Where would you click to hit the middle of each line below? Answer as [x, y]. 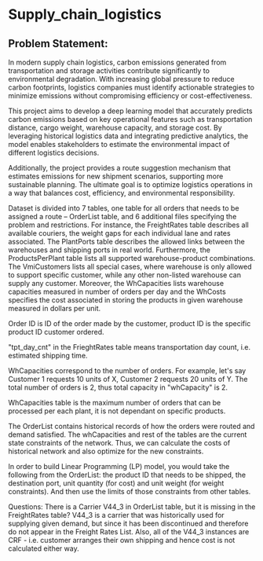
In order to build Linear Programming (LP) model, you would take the [119, 466]
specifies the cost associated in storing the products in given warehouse [126, 300]
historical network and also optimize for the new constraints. [106, 451]
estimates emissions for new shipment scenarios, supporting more [116, 176]
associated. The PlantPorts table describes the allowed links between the [126, 242]
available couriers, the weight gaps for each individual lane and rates [119, 233]
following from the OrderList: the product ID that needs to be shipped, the [127, 475]
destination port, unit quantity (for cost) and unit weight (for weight [116, 483]
